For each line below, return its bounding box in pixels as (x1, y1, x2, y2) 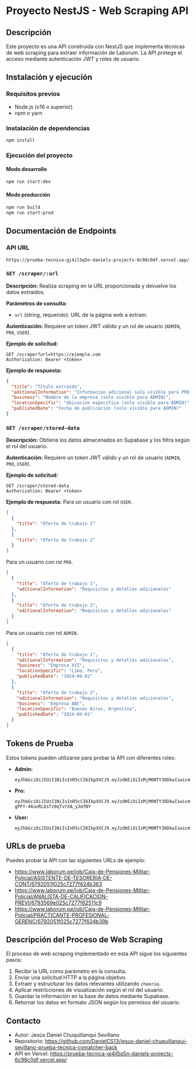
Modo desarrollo (6, 166, 47, 173)
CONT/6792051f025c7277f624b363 (14, 880, 102, 887)
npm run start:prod (6, 210, 54, 216)
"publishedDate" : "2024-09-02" (16, 674, 93, 679)
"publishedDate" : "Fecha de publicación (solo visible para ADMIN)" (11, 405, 182, 411)
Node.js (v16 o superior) (14, 103, 73, 110)
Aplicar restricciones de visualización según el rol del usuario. (14, 986, 164, 993)
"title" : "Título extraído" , (11, 384, 82, 390)
